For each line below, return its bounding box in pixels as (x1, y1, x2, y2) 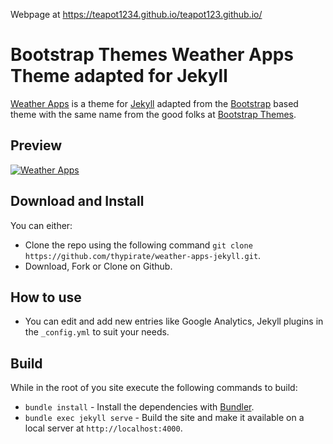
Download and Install (10, 193, 145, 210)
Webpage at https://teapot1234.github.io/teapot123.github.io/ (10, 9, 263, 20)
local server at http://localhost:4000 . (24, 422, 183, 434)
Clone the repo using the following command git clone (24, 239, 253, 251)
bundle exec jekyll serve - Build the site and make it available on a (24, 412, 305, 424)
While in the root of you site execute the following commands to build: (10, 382, 298, 394)
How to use (10, 289, 82, 306)
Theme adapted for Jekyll (10, 65, 228, 88)
